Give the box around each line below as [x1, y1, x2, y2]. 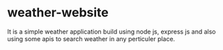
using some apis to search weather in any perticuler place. [7, 34, 176, 42]
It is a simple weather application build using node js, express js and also [7, 27, 216, 36]
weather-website [7, 5, 109, 21]
